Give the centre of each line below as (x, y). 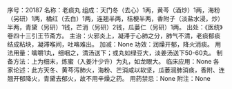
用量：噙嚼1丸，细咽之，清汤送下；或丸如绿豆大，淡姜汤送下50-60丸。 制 (118, 53)
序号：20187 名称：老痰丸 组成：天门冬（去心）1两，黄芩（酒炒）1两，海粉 (114, 10)
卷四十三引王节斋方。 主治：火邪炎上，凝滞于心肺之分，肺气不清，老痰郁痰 (114, 36)
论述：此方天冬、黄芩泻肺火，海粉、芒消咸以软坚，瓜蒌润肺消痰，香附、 (116, 70)
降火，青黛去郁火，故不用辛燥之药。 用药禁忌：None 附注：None (118, 78)
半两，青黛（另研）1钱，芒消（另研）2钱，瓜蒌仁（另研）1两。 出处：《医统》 (115, 27)
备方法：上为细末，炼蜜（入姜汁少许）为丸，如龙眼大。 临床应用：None (109, 61)
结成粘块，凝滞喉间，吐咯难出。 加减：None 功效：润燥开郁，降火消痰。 (110, 44)
